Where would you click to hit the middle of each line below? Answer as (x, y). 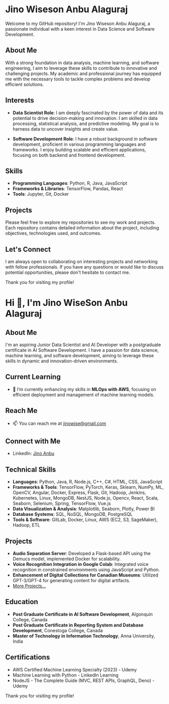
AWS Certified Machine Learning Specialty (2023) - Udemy (75, 669)
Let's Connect (28, 249)
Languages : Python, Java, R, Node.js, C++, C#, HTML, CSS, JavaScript (87, 482)
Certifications (28, 657)
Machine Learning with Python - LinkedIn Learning (65, 675)
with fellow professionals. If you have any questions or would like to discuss (84, 267)
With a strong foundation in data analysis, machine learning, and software (82, 63)
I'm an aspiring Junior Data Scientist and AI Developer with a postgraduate (83, 345)
